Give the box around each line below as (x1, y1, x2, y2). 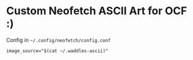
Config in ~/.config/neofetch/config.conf (6, 36, 111, 43)
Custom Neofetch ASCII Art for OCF (6, 4, 188, 18)
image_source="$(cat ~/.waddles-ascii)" (6, 48, 109, 54)
